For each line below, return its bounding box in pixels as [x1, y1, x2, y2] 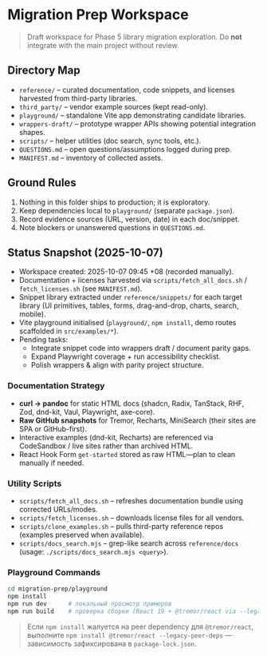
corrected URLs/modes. [18, 504, 98, 514]
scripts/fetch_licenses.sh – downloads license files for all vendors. [18, 513, 245, 523]
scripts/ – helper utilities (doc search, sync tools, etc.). [18, 136, 202, 145]
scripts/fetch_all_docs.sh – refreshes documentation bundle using [18, 495, 244, 505]
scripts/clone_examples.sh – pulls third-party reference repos [18, 521, 224, 531]
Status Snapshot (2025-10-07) [7, 245, 164, 259]
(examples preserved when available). [18, 530, 145, 539]
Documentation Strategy [7, 380, 105, 392]
